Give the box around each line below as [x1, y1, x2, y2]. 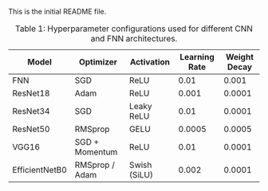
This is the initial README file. [8, 7, 107, 16]
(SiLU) [128, 170, 154, 180]
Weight [226, 52, 254, 62]
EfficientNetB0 [12, 165, 68, 175]
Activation [129, 57, 170, 67]
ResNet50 [12, 123, 50, 134]
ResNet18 [12, 88, 50, 99]
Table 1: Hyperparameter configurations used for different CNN [14, 23, 254, 34]
